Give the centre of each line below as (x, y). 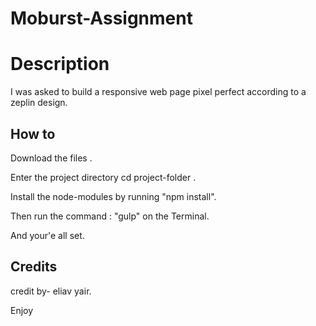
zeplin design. (39, 103)
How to (33, 133)
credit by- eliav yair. (51, 291)
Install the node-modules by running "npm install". (113, 196)
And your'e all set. (47, 235)
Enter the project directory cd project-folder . (103, 177)
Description (60, 64)
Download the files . (51, 158)
